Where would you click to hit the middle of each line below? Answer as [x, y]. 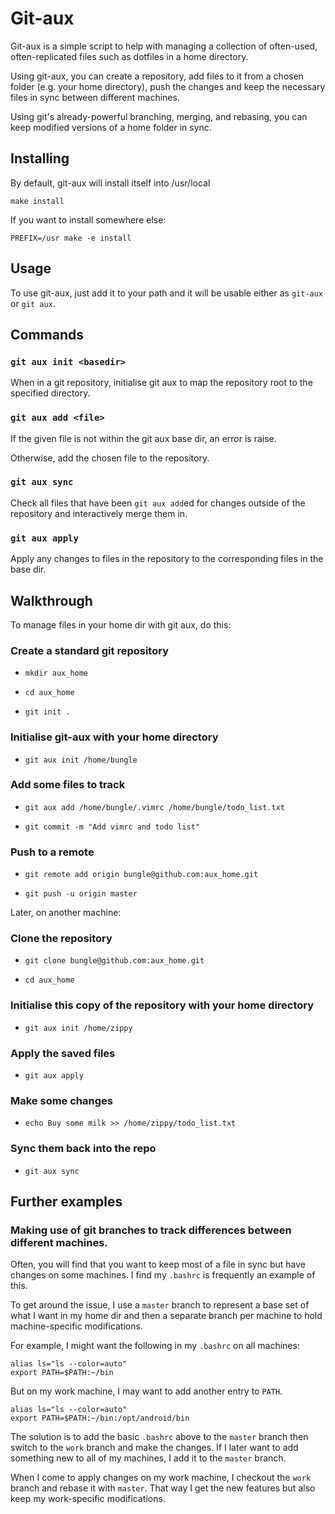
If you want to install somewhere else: [88, 219]
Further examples [66, 1202]
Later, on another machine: [66, 913]
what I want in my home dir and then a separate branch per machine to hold [166, 1316]
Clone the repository [61, 939]
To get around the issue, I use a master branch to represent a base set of [160, 1305]
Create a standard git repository [89, 650]
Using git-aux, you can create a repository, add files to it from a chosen [157, 76]
